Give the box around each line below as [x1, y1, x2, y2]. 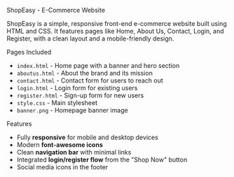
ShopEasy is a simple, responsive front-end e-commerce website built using [6, 20, 227, 27]
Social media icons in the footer [16, 163, 109, 171]
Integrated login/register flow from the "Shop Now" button [16, 155, 188, 164]
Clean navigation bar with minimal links [16, 148, 132, 156]
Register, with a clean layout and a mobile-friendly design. [6, 34, 174, 43]
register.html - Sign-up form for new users [16, 91, 144, 99]
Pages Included [6, 48, 52, 56]
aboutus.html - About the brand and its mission [16, 69, 153, 77]
